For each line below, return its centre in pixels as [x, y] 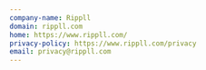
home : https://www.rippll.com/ [69, 35]
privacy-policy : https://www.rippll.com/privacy [103, 43]
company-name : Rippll [50, 18]
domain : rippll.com [46, 26]
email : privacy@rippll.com [60, 52]
